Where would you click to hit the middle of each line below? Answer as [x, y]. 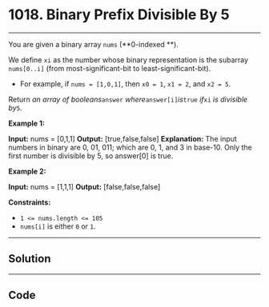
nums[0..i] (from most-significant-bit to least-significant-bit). [110, 68]
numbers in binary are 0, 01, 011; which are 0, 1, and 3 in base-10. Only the [130, 147]
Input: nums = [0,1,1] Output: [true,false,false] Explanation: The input [123, 138]
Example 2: [27, 171]
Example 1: [27, 123]
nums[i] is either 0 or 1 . [58, 226]
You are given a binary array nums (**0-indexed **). [93, 44]
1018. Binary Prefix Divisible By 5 [119, 15]
